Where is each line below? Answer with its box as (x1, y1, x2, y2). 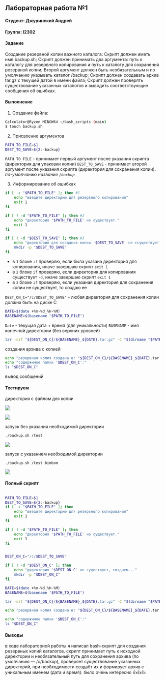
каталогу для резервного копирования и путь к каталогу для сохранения (5, 62, 160, 67)
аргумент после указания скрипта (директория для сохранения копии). (5, 166, 156, 172)
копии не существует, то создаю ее (12, 284, 87, 290)
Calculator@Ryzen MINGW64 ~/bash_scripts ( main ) (5, 119, 107, 124)
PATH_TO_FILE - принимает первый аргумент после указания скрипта (5, 156, 149, 162)
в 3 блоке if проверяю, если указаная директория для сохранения (12, 279, 154, 285)
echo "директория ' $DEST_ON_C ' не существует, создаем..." (14, 568, 137, 573)
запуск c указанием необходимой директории (5, 451, 103, 457)
